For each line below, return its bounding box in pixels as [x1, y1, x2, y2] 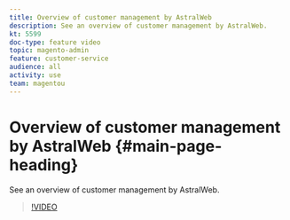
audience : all [9, 63, 62, 72]
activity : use [9, 71, 62, 80]
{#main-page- [114, 136, 223, 156]
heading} [9, 154, 79, 175]
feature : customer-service [9, 54, 109, 63]
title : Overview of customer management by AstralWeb [9, 12, 213, 22]
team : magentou [9, 79, 66, 88]
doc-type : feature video [9, 37, 101, 47]
